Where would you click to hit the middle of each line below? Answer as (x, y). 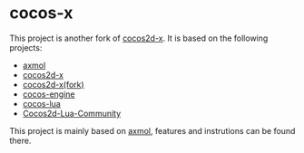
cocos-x (41, 13)
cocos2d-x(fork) (53, 84)
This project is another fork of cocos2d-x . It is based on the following (139, 38)
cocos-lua (41, 103)
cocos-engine (49, 94)
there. (20, 140)
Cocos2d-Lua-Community (72, 113)
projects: (26, 47)
